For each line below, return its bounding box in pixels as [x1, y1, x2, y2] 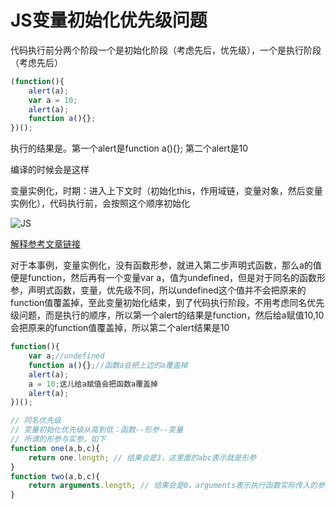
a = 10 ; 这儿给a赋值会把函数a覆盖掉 [28, 379, 158, 389]
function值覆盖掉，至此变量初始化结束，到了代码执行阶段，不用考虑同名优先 [10, 297, 325, 309]
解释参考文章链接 [10, 238, 81, 250]
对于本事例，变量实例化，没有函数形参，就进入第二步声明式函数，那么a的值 [10, 259, 322, 271]
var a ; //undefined [28, 351, 105, 361]
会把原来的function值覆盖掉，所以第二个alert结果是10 [10, 322, 230, 334]
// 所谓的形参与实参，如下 [10, 434, 107, 445]
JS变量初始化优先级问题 [10, 9, 208, 32]
